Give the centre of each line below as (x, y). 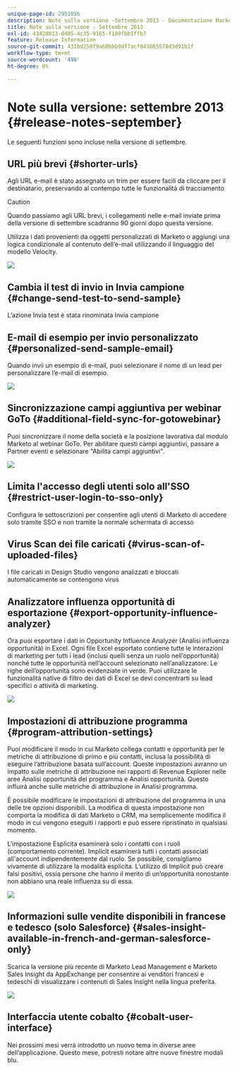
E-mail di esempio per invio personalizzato (103, 337)
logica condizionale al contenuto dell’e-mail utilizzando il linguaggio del (111, 245)
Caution (19, 202)
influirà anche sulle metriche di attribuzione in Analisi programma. (103, 787)
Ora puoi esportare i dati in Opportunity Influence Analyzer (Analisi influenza (118, 641)
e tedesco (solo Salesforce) (69, 928)
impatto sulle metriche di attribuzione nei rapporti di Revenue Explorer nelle (117, 772)
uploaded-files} (43, 555)
